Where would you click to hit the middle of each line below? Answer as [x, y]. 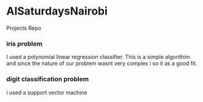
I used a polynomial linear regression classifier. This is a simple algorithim [98, 57]
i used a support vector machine [47, 92]
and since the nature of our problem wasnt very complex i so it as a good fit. [102, 63]
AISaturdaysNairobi [57, 11]
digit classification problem [48, 79]
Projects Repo [24, 28]
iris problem [24, 44]
